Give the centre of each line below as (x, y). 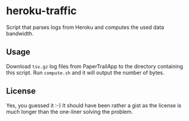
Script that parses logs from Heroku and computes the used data (85, 27)
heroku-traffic (41, 11)
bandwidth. (20, 33)
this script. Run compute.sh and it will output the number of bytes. (85, 73)
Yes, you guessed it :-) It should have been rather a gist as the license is (94, 105)
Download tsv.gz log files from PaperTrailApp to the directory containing (94, 66)
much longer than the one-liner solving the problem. (70, 112)
